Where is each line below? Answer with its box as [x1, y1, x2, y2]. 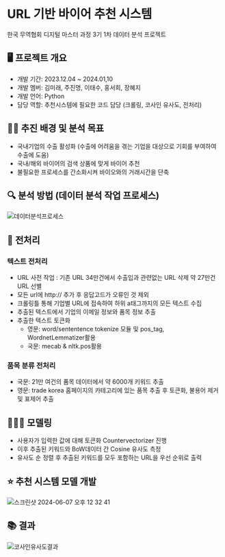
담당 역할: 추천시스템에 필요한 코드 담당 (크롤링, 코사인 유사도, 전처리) [16, 100, 202, 108]
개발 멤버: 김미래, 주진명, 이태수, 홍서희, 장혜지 [16, 83, 142, 91]
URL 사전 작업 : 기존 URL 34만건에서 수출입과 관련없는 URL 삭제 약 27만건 [16, 274, 216, 282]
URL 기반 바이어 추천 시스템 [7, 6, 153, 22]
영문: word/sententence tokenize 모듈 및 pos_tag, [27, 325, 165, 333]
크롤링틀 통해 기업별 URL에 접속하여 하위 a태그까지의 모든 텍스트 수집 [16, 299, 202, 307]
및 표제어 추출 [16, 395, 54, 403]
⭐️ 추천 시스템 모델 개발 [7, 475, 97, 487]
